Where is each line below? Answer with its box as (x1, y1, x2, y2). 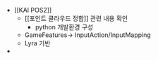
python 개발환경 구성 (35, 23, 94, 31)
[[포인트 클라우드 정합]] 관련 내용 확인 (24, 14, 128, 22)
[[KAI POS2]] (13, 6, 52, 14)
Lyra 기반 (24, 39, 51, 47)
